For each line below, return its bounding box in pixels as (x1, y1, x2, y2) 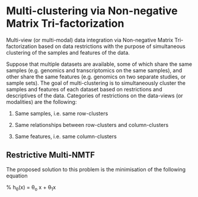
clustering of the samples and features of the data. (6, 49, 130, 56)
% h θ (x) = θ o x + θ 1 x (6, 183, 56, 192)
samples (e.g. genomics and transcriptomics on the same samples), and (6, 66, 183, 74)
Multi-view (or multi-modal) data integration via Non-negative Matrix (6, 36, 174, 43)
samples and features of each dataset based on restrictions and (6, 85, 162, 93)
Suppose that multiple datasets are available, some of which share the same (6, 61, 193, 68)
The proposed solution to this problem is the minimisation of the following (6, 166, 186, 173)
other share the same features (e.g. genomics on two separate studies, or (6, 73, 186, 80)
